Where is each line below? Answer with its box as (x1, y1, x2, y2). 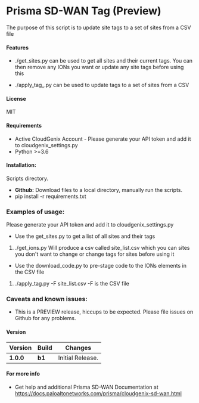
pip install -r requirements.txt (14, 193, 86, 200)
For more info (6, 370, 41, 377)
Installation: (6, 162, 37, 169)
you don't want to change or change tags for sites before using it (14, 250, 175, 258)
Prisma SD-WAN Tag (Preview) (6, 4, 162, 18)
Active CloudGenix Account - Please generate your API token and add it (14, 135, 192, 142)
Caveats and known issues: (6, 294, 88, 303)
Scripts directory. (6, 175, 49, 182)
